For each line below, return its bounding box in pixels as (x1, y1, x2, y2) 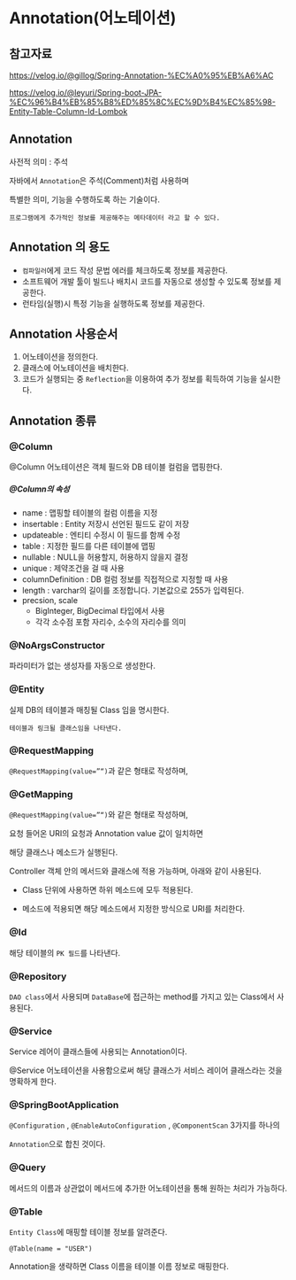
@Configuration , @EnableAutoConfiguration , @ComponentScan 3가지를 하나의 (9, 1120, 280, 1130)
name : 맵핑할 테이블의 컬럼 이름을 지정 (21, 508, 158, 518)
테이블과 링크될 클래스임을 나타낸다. (9, 724, 122, 733)
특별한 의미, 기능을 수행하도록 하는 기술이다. (9, 194, 161, 205)
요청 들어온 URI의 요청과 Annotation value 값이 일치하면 (9, 828, 204, 839)
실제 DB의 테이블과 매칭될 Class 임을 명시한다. (9, 704, 170, 715)
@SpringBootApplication (9, 1099, 119, 1112)
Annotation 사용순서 (9, 327, 118, 342)
